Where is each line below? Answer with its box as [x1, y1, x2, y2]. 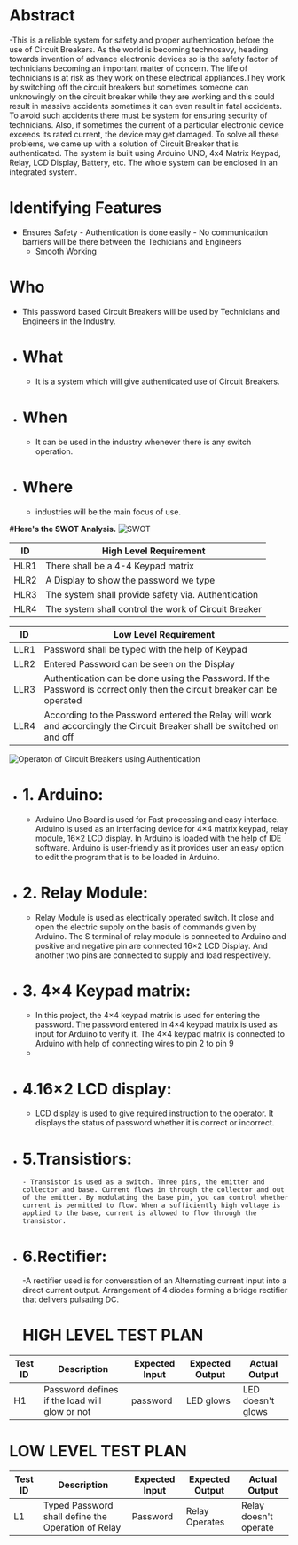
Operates [185, 1516, 225, 1528]
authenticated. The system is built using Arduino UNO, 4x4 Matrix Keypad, [9, 147, 281, 158]
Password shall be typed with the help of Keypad [43, 643, 247, 655]
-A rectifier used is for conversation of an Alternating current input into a [21, 1275, 287, 1286]
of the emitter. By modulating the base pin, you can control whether [21, 1194, 289, 1203]
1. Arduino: [21, 784, 104, 804]
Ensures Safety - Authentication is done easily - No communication [21, 227, 269, 238]
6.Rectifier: [21, 1246, 107, 1267]
